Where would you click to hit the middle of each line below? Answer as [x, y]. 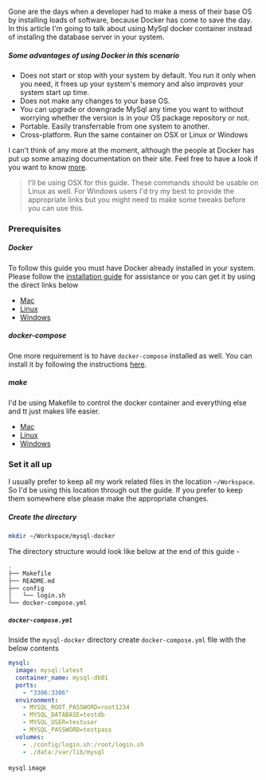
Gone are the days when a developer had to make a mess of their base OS [130, 12]
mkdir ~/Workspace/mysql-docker [62, 536]
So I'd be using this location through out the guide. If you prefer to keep [125, 490]
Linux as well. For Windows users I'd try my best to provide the [131, 191]
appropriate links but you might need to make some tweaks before [137, 200]
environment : [37, 700]
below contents [34, 648]
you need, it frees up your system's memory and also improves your [132, 84]
